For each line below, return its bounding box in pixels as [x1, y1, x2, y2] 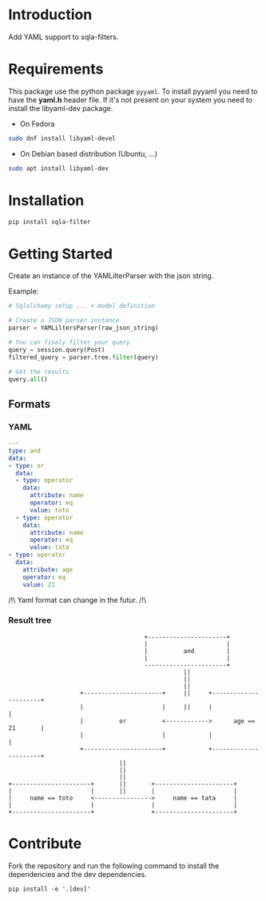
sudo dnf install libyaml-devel [8, 134, 116, 142]
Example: [8, 286, 39, 297]
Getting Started [8, 245, 113, 263]
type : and [8, 446, 42, 455]
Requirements [8, 60, 104, 78]
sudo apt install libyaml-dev [8, 164, 109, 173]
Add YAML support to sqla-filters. [8, 32, 119, 42]
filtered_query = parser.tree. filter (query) [8, 353, 159, 361]
